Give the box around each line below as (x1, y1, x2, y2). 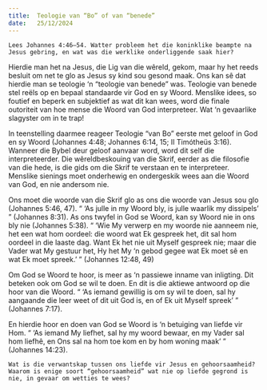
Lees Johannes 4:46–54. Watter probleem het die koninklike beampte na (8, 41, 252, 49)
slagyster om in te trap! (8, 113, 85, 122)
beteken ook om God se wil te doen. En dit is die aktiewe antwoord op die (8, 278, 250, 288)
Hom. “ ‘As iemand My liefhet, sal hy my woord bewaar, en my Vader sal (8, 328, 245, 337)
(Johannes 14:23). (8, 344, 68, 354)
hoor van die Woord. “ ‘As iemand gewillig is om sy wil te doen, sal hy (8, 287, 236, 296)
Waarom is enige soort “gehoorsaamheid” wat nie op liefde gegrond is (8, 367, 249, 376)
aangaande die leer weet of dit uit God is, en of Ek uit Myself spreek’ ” (8, 295, 239, 304)
